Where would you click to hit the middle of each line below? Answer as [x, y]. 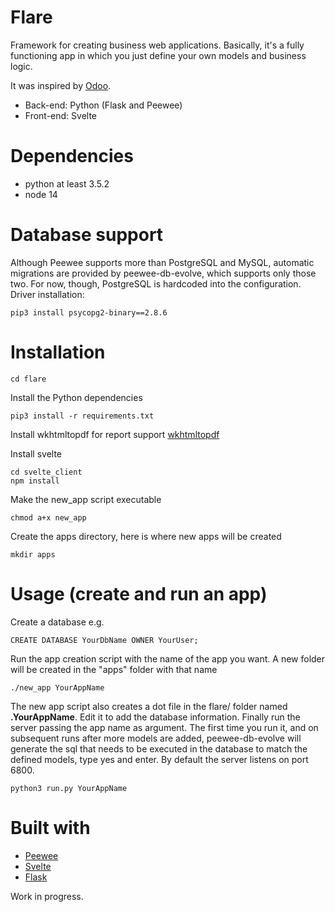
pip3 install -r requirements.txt [82, 416]
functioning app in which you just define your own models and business [158, 55]
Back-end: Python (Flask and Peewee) [103, 105]
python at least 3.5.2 [67, 183]
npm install [35, 481]
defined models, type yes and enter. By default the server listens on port [159, 759]
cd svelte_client [46, 472]
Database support [87, 235]
